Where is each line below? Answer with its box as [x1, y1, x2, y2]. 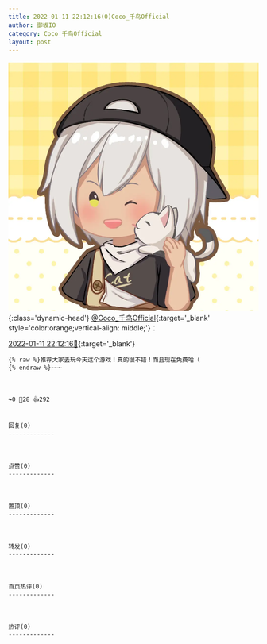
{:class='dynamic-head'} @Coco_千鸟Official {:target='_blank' [8, 314, 211, 323]
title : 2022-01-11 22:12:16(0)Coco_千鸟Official [8, 13, 170, 21]
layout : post [8, 38, 52, 46]
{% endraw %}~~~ [8, 364, 62, 372]
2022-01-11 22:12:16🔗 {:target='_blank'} [8, 339, 136, 349]
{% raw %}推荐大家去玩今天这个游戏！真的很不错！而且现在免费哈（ [8, 356, 200, 364]
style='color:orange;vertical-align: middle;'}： [8, 323, 158, 333]
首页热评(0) [8, 583, 44, 591]
